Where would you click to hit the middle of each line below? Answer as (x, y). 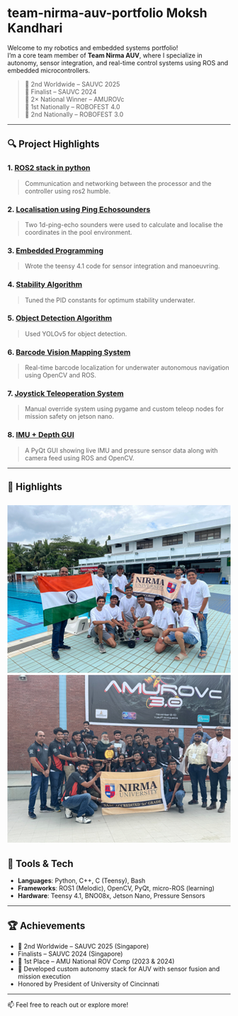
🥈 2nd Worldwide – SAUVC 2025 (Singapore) (83, 946)
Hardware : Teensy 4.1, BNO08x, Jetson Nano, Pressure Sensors (111, 896)
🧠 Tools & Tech (40, 863)
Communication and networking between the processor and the (118, 183)
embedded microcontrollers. (49, 70)
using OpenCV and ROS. (61, 375)
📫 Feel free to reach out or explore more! (68, 1005)
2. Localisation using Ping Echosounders (79, 209)
